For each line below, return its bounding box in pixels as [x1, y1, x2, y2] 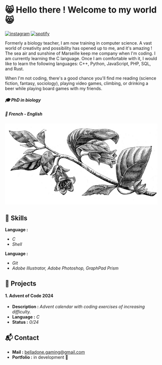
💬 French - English [5, 111, 43, 117]
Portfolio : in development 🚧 [12, 354, 69, 360]
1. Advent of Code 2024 [5, 293, 54, 299]
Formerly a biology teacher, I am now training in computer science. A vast [5, 40, 152, 46]
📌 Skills [5, 214, 28, 222]
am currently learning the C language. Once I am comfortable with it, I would [5, 55, 157, 61]
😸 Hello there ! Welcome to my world [5, 4, 157, 16]
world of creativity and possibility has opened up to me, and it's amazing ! [5, 45, 152, 51]
